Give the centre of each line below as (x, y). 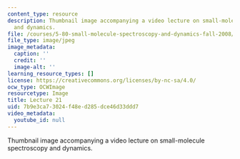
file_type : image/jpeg (41, 41)
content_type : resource (43, 14)
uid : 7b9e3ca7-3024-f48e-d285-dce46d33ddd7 (73, 107)
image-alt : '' (35, 67)
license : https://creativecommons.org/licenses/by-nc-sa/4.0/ (102, 80)
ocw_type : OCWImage (36, 87)
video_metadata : (31, 113)
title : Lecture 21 (35, 101)
